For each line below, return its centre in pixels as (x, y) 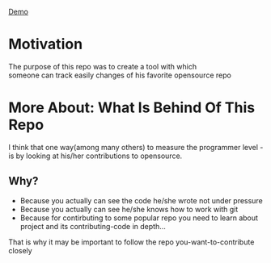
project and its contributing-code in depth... (93, 226)
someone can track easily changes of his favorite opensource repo (120, 75)
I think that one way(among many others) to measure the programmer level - (136, 147)
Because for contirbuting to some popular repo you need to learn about (139, 218)
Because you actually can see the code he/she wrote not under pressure (141, 200)
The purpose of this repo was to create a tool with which (102, 66)
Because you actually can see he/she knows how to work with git (129, 209)
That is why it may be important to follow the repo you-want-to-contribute (131, 242)
